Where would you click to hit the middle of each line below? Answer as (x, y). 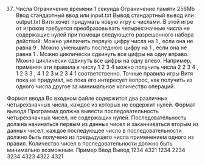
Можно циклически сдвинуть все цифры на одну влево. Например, (104, 61)
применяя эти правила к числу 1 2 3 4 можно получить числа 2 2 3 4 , (107, 67)
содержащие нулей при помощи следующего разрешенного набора (105, 35)
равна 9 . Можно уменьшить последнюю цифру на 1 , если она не (101, 47)
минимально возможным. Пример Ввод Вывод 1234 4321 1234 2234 (96, 150)
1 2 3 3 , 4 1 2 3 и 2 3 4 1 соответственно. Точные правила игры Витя (104, 73)
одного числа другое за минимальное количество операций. (96, 86)
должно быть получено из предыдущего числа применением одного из (100, 137)
